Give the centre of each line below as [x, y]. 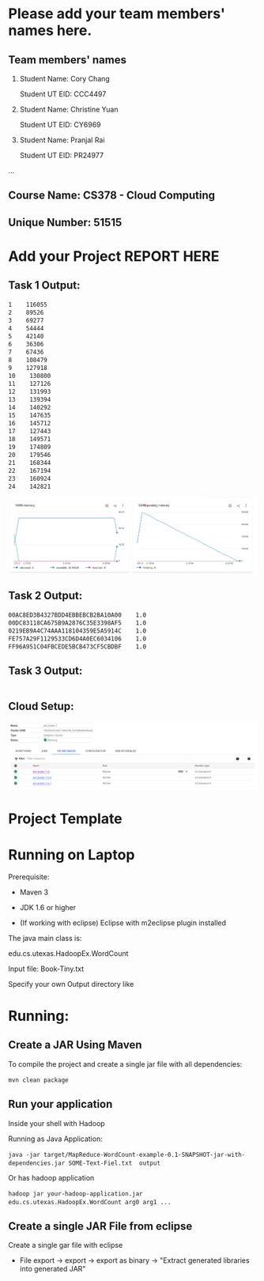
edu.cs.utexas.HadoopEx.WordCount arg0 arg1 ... [90, 1202]
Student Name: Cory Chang [65, 79]
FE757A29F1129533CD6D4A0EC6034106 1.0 [77, 639]
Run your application [60, 1104]
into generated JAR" [53, 1269]
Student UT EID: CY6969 [60, 125]
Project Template [65, 818]
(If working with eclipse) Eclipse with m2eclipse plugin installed [123, 923]
